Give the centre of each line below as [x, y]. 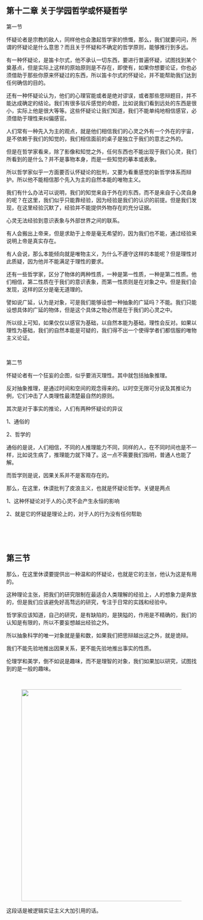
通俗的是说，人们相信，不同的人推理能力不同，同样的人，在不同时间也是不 [99, 447]
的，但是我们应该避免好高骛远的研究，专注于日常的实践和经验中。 [88, 602]
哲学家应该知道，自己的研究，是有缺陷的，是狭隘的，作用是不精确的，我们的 [101, 615]
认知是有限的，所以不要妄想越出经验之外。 [59, 622]
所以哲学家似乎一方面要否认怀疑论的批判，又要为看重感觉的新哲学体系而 [96, 172]
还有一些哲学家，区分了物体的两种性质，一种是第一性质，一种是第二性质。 [99, 274]
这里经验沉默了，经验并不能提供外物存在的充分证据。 [88, 207]
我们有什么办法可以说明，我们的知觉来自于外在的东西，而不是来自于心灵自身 [101, 192]
